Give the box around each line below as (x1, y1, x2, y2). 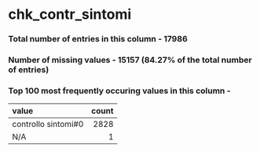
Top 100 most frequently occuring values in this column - (8, 85, 231, 96)
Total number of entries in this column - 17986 (8, 34, 189, 45)
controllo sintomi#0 (12, 119, 84, 130)
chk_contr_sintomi (8, 5, 132, 24)
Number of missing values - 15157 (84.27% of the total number (8, 55, 253, 66)
